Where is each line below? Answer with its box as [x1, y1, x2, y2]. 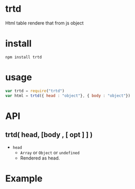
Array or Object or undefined [20, 149, 80, 155]
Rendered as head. [20, 155, 60, 161]
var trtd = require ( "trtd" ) [5, 88, 65, 93]
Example [5, 173, 43, 184]
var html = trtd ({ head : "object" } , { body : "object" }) [5, 93, 130, 98]
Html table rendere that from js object [5, 20, 84, 26]
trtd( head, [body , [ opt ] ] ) [5, 130, 93, 139]
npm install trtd [5, 55, 42, 60]
